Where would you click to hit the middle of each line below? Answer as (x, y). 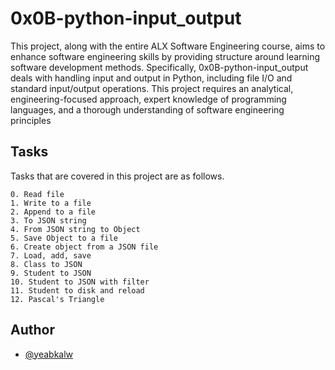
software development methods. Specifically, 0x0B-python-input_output (159, 67)
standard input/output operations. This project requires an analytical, (152, 88)
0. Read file (37, 194)
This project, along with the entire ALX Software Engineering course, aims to (168, 46)
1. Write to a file (51, 203)
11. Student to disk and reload (77, 290)
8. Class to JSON (46, 264)
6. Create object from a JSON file (84, 247)
